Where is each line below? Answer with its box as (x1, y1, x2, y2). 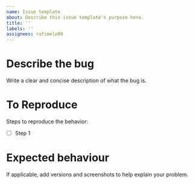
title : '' (6, 20, 31, 26)
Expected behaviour (6, 151, 110, 165)
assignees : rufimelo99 (6, 31, 63, 37)
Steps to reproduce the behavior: (6, 118, 89, 125)
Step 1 (14, 130, 31, 136)
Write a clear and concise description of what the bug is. (6, 77, 147, 84)
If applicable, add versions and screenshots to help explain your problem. (6, 171, 189, 178)
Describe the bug (6, 57, 95, 71)
